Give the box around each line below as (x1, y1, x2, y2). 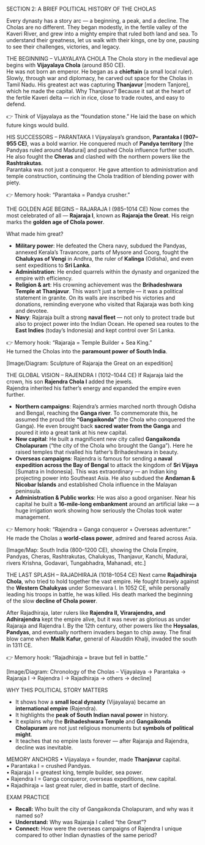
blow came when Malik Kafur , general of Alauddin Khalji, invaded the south (6, 635, 197, 642)
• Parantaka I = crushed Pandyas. (6, 762, 92, 769)
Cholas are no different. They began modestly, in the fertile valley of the (6, 24, 188, 31)
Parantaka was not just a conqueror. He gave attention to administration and (6, 166, 198, 173)
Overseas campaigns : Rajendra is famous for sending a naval (15, 455, 173, 462)
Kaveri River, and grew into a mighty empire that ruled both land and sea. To (6, 30, 198, 37)
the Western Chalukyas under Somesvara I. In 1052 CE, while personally (6, 584, 190, 591)
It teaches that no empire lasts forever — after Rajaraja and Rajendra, (15, 737, 190, 745)
